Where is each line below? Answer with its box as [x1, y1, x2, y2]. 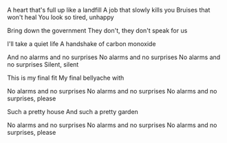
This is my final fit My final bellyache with [7, 74, 125, 82]
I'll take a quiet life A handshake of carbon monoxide [7, 40, 156, 47]
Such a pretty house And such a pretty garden [7, 108, 139, 115]
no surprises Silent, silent [7, 60, 79, 68]
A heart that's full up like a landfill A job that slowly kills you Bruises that [7, 6, 210, 14]
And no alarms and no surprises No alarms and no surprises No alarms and [7, 53, 221, 61]
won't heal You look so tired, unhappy [7, 13, 115, 21]
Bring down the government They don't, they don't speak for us [7, 27, 188, 34]
